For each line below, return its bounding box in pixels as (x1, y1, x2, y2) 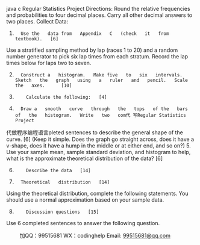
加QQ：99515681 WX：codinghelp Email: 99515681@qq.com (19, 232, 170, 239)
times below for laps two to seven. (6, 60, 92, 66)
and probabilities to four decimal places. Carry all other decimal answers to (6, 11, 193, 19)
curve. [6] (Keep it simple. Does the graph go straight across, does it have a (6, 135, 195, 143)
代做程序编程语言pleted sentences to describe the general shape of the (6, 129, 184, 136)
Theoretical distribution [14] (20, 179, 110, 185)
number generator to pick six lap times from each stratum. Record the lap (6, 53, 189, 60)
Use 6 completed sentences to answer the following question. (6, 220, 160, 226)
